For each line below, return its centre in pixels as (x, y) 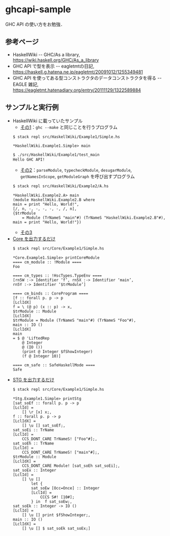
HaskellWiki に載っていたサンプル (48, 121)
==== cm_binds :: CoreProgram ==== (50, 293)
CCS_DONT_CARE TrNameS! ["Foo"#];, (60, 439)
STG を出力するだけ (33, 379)
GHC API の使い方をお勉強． (35, 24)
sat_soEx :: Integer (34, 470)
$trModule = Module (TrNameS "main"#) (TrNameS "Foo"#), (74, 320)
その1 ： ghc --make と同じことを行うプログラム (69, 127)
